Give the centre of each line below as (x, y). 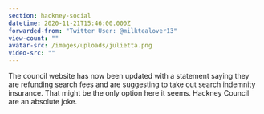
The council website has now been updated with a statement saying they (129, 76)
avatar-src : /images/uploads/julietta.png (80, 46)
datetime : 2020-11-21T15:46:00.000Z (69, 23)
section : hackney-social (50, 16)
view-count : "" (34, 38)
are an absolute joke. (43, 102)
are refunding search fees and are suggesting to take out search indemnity (132, 84)
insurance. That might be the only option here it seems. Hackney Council (129, 93)
